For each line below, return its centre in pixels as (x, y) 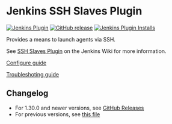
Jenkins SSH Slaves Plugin (74, 11)
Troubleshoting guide (32, 74)
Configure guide (26, 63)
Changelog (27, 94)
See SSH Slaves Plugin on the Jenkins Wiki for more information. (86, 51)
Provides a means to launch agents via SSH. (61, 39)
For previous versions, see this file (57, 114)
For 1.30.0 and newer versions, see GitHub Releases (79, 108)
